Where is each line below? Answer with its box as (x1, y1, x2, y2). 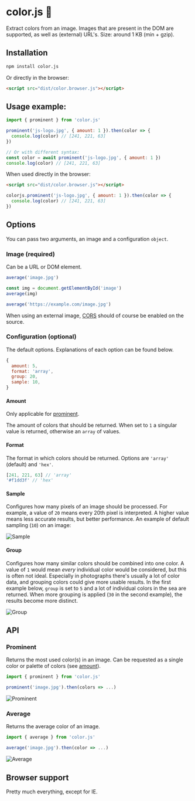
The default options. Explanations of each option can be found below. (6, 346, 174, 353)
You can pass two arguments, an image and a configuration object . (6, 235, 169, 242)
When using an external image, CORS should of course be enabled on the (6, 312, 184, 319)
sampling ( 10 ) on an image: (6, 522, 71, 529)
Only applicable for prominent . (6, 410, 80, 418)
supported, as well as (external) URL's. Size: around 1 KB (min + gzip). (6, 30, 175, 38)
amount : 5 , (11, 363, 38, 369)
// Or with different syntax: (6, 149, 80, 155)
